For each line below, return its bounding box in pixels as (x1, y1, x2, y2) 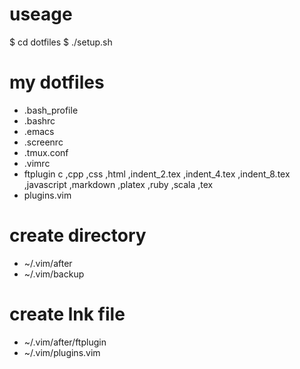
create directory (9, 224, 147, 247)
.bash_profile (23, 104, 79, 116)
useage (9, 3, 73, 26)
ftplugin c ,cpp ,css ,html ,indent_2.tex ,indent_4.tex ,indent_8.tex (23, 168, 291, 180)
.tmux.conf (23, 146, 69, 158)
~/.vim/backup (23, 268, 85, 280)
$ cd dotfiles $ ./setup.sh (9, 36, 113, 48)
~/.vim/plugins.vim (23, 346, 101, 358)
